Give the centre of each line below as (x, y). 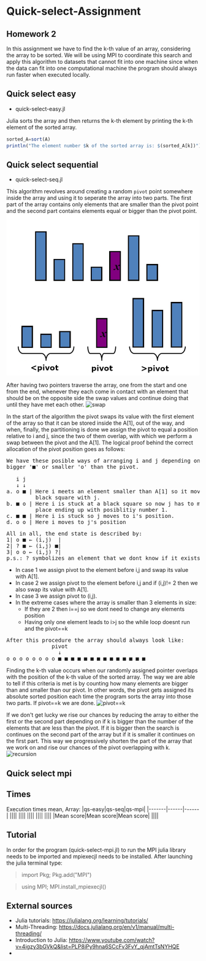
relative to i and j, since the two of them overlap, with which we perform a (99, 436)
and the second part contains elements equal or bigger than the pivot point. (102, 211)
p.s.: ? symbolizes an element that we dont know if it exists (103, 558)
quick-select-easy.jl (40, 109)
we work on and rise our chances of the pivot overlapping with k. (88, 747)
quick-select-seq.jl (39, 180)
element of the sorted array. (42, 127)
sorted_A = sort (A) (29, 139)
